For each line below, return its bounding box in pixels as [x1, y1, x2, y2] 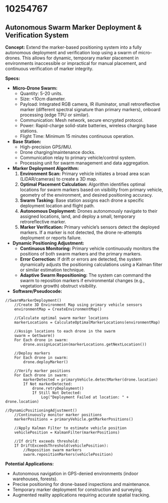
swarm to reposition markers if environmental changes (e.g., [20, 278, 145, 283]
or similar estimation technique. [20, 267, 85, 273]
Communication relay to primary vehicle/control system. [20, 154, 136, 160]
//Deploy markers [14, 351, 51, 356]
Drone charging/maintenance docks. [20, 149, 96, 155]
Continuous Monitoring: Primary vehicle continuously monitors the [20, 245, 159, 251]
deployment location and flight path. [20, 203, 95, 209]
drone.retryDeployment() [32, 386, 84, 391]
